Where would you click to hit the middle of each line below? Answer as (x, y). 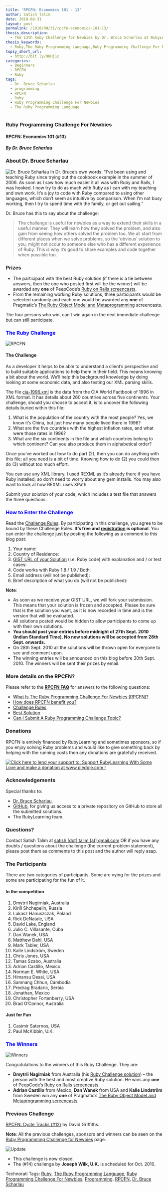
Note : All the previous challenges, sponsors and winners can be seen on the (84, 1134)
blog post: (16, 539)
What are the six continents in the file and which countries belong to (83, 438)
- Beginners (23, 65)
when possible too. (37, 254)
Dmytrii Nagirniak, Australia (41, 903)
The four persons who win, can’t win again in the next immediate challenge (83, 315)
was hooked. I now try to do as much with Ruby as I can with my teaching (81, 188)
